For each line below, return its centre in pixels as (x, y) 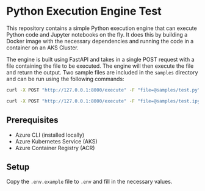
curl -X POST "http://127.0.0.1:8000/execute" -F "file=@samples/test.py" (103, 90)
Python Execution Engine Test (84, 11)
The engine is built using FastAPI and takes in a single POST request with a (100, 59)
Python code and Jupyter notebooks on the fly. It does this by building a (97, 34)
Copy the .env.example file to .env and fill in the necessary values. (89, 182)
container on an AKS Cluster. (43, 48)
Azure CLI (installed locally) (50, 135)
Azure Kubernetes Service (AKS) (56, 141)
